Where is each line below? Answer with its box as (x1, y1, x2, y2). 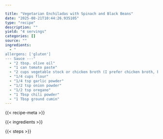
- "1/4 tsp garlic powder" (9, 79, 64, 83)
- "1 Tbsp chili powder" (9, 92, 60, 97)
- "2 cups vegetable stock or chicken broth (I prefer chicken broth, (9, 69, 155, 75)
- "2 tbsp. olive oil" (9, 61, 55, 66)
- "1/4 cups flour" (9, 74, 49, 79)
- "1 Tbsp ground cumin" (9, 97, 60, 101)
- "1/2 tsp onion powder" (9, 83, 62, 88)
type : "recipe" (5, 20, 36, 25)
